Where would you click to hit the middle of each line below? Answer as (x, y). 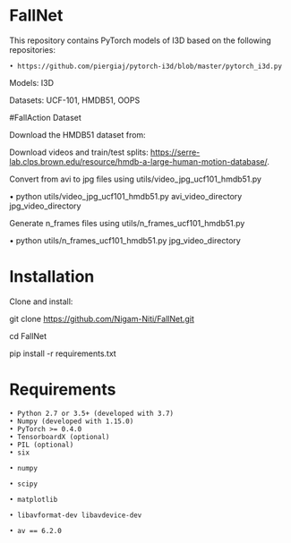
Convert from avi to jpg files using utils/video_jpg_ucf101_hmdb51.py (136, 179)
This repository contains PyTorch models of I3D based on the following (140, 40)
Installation (52, 277)
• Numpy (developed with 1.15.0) (72, 421)
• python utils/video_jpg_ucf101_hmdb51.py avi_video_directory (126, 196)
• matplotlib (34, 499)
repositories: (33, 49)
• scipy (24, 484)
